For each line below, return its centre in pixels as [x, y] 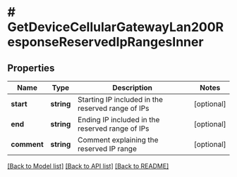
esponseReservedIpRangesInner [105, 42]
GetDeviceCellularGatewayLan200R [116, 27]
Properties [31, 68]
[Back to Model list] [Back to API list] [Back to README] [88, 166]
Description [133, 87]
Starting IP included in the [120, 99]
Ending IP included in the [119, 120]
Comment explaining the [118, 140]
